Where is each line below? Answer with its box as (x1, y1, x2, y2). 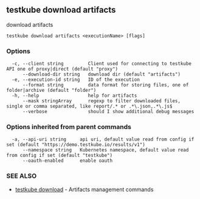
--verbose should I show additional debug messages (22, 109, 195, 115)
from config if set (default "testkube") (6, 152, 113, 159)
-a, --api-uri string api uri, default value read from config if (12, 136, 195, 142)
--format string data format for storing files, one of (22, 82, 189, 88)
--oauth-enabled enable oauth (22, 158, 113, 164)
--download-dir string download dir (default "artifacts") (22, 71, 181, 78)
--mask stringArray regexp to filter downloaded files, (22, 98, 181, 104)
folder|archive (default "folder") (6, 88, 97, 94)
